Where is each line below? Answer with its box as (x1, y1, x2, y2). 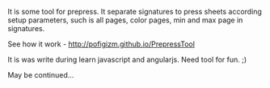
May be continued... (7, 70, 74, 79)
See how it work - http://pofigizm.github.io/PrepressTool (7, 39, 196, 49)
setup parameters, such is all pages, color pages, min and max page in (7, 15, 243, 25)
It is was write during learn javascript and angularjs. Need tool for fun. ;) (7, 55, 247, 64)
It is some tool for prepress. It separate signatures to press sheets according (7, 7, 262, 16)
